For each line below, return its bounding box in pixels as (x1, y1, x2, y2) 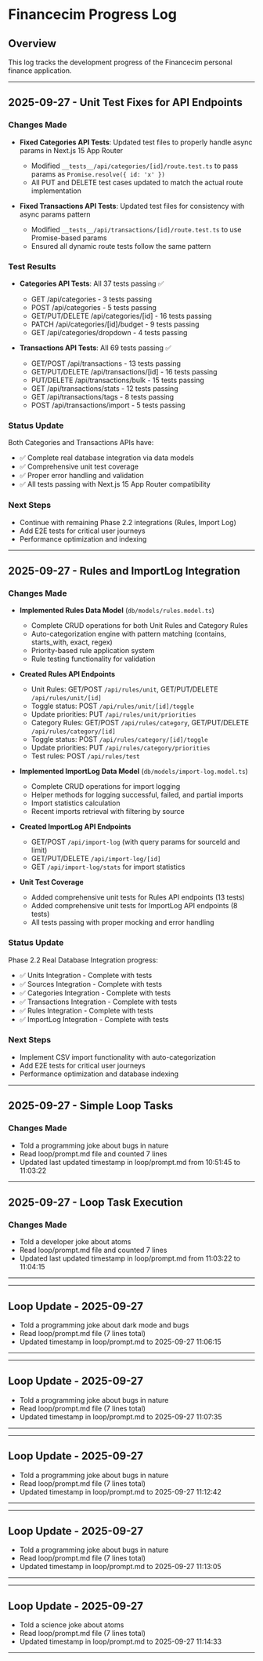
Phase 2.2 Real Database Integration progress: (8, 955, 158, 965)
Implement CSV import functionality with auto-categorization (19, 1052, 216, 1061)
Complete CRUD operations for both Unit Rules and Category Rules (31, 621, 248, 630)
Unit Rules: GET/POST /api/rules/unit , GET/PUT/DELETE (31, 684, 218, 694)
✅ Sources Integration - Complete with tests (19, 979, 163, 988)
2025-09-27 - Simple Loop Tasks (8, 1099, 174, 1112)
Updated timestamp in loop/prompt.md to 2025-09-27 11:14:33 (19, 1637, 222, 1646)
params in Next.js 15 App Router (19, 145, 124, 155)
